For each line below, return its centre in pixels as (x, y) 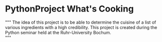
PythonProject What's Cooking (69, 9)
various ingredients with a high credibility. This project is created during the (81, 27)
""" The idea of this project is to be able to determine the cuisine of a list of (81, 22)
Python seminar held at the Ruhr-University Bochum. (58, 32)
